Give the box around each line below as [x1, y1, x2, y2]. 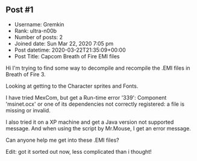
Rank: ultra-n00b [14, 27, 57, 34]
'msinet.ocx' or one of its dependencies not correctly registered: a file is [5, 100, 185, 108]
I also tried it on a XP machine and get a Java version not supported [5, 118, 174, 126]
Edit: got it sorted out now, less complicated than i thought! [5, 148, 152, 155]
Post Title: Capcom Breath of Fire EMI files [14, 52, 120, 59]
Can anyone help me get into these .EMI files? [5, 136, 119, 144]
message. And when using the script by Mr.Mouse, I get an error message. [5, 124, 191, 132]
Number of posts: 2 [14, 33, 63, 41]
